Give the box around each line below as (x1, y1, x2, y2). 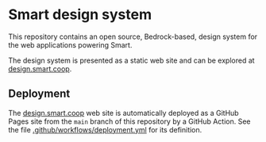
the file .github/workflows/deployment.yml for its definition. (8, 125, 202, 134)
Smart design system (8, 6, 152, 24)
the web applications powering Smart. (8, 40, 133, 49)
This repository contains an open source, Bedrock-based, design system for (8, 32, 258, 41)
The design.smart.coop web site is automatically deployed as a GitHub (8, 108, 240, 117)
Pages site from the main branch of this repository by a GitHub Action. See (8, 117, 252, 126)
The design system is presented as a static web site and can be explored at (8, 56, 256, 65)
